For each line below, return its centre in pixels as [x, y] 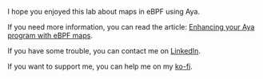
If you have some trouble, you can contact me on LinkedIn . [104, 51]
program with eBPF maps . [50, 36]
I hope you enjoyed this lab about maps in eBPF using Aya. [104, 12]
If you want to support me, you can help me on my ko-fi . [100, 66]
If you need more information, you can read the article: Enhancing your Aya [131, 27]
